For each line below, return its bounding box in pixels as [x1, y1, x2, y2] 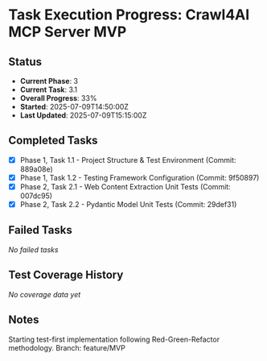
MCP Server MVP [8, 23, 127, 41]
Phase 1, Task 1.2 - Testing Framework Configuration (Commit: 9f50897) [19, 172, 260, 182]
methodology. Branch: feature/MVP [8, 342, 126, 352]
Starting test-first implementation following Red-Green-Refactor [8, 334, 220, 344]
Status [8, 55, 43, 68]
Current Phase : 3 [19, 77, 79, 85]
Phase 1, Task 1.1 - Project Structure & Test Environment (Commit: [19, 155, 236, 164]
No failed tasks [8, 244, 59, 255]
